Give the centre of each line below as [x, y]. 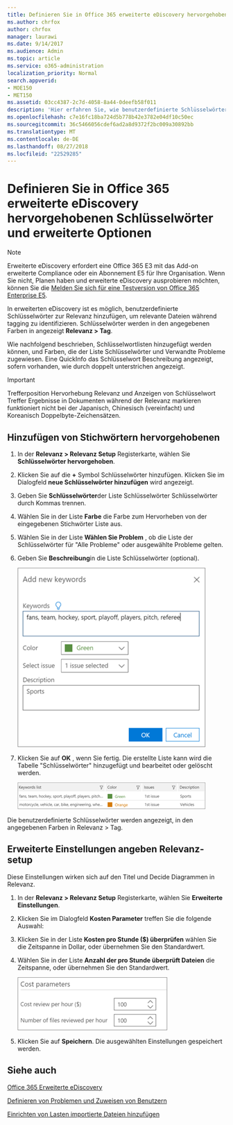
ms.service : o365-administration [55, 66]
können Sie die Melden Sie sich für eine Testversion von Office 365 [103, 288]
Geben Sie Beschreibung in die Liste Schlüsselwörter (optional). [108, 558]
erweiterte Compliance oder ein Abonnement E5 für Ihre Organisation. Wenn [116, 273]
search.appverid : [32, 81]
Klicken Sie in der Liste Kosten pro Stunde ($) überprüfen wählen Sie [117, 939]
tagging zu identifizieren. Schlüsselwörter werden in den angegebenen [109, 323]
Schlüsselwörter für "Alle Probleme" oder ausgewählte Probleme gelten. [120, 544]
